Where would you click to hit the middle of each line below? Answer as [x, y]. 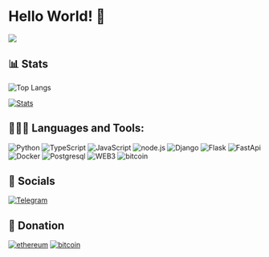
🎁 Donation [37, 225]
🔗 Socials [32, 181]
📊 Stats [29, 64]
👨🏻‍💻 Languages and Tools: [76, 128]
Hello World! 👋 [57, 16]
